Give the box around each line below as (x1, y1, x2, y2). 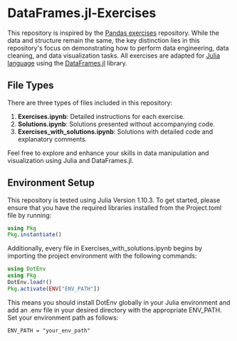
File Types (7, 80, 55, 92)
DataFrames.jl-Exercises (7, 5, 157, 21)
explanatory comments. (17, 135, 88, 143)
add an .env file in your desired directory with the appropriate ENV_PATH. (7, 305, 222, 314)
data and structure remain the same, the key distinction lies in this (7, 36, 201, 44)
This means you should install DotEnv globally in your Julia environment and (7, 298, 231, 307)
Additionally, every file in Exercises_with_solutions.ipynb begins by (7, 244, 203, 253)
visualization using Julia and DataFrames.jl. (7, 156, 134, 164)
